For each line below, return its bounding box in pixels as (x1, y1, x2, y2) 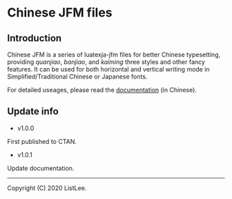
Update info (7, 105, 59, 118)
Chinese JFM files (7, 5, 113, 21)
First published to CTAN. (7, 137, 77, 145)
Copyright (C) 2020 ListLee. (7, 184, 87, 192)
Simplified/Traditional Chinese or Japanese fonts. (7, 72, 148, 81)
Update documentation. (7, 164, 75, 172)
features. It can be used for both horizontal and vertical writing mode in (7, 65, 210, 73)
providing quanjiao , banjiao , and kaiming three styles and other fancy (7, 58, 206, 66)
